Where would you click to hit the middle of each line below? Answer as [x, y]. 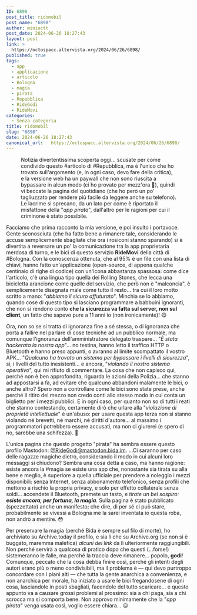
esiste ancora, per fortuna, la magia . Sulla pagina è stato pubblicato [90, 500]
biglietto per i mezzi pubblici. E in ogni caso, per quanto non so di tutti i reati [98, 401]
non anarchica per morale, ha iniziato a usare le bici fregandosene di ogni [95, 580]
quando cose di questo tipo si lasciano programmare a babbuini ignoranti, [96, 302]
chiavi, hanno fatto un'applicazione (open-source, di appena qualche [90, 265]
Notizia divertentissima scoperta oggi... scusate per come [91, 159]
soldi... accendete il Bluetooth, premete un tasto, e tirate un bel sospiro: [93, 494]
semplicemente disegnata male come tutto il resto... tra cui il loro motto [92, 290]
